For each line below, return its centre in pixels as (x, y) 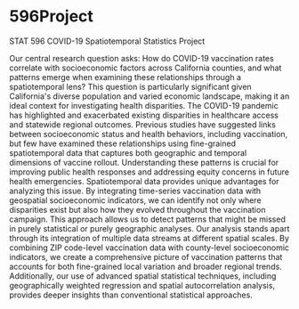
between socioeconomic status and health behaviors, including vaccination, (149, 134)
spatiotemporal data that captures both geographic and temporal (128, 152)
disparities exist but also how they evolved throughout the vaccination (137, 209)
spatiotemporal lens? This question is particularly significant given (130, 86)
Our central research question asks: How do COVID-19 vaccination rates (141, 58)
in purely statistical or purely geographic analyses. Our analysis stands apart (149, 228)
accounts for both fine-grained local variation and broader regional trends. (145, 266)
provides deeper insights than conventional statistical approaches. (131, 295)
